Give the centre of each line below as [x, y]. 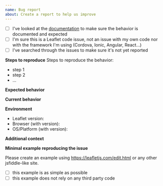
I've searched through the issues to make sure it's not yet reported [80, 50]
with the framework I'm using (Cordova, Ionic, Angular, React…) [77, 45]
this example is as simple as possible [50, 172]
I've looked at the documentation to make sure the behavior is [75, 28]
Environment [19, 109]
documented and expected [40, 34]
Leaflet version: [28, 118]
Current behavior [23, 99]
